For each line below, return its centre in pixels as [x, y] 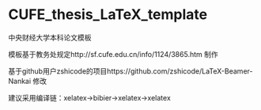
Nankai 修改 [28, 81]
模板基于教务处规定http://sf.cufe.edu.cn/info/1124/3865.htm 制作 [113, 54]
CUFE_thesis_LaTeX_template [108, 15]
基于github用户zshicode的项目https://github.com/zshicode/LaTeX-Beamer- [130, 71]
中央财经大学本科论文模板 [50, 37]
